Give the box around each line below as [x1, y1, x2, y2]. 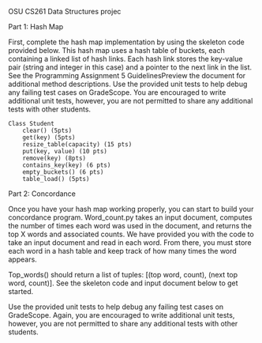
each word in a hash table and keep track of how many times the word [8, 247, 237, 255]
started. [8, 287, 34, 296]
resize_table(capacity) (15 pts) [22, 141, 133, 149]
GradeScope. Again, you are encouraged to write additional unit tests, [8, 311, 235, 319]
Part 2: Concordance [8, 189, 77, 198]
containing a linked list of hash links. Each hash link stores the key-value [8, 55, 243, 63]
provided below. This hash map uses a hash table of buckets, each [8, 46, 225, 55]
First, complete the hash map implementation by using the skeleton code [8, 37, 245, 47]
